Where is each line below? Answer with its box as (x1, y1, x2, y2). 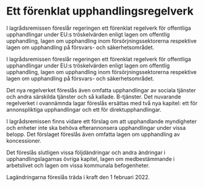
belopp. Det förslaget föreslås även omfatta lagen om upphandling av (6, 131, 180, 138)
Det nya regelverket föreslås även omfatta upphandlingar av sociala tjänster (6, 86, 196, 93)
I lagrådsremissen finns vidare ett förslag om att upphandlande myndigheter (6, 117, 197, 125)
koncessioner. (6, 137, 41, 144)
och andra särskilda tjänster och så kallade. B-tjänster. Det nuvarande (6, 93, 181, 100)
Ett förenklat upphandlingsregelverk (6, 4, 194, 18)
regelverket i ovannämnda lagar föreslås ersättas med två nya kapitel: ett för (6, 99, 198, 107)
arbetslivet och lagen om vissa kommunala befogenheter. (6, 161, 150, 169)
